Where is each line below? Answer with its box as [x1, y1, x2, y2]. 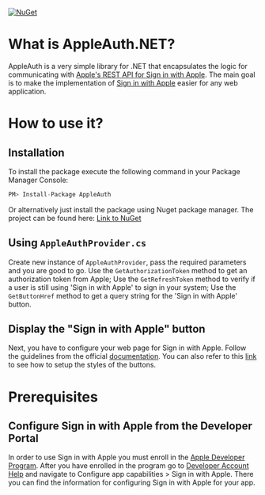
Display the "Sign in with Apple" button [8, 322, 206, 336]
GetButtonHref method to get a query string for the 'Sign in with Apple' [8, 291, 238, 300]
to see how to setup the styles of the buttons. [8, 360, 157, 370]
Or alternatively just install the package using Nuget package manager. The [8, 204, 254, 214]
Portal [8, 432, 39, 445]
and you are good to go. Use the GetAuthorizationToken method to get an [8, 265, 248, 275]
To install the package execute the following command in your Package [8, 166, 240, 176]
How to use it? [8, 115, 104, 132]
